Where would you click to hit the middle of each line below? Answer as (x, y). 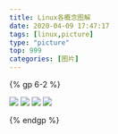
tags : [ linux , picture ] (51, 34)
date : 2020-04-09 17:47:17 (59, 26)
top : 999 (25, 51)
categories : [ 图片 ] (44, 59)
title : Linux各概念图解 (50, 17)
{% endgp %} (34, 120)
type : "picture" (39, 42)
